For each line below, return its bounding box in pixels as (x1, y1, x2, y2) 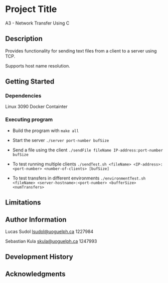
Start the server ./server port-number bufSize (12, 137, 109, 143)
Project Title (5, 3, 57, 15)
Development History (5, 252, 74, 261)
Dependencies (5, 92, 42, 99)
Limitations (5, 198, 41, 207)
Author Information (5, 215, 67, 223)
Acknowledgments (5, 269, 66, 278)
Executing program (5, 116, 53, 123)
